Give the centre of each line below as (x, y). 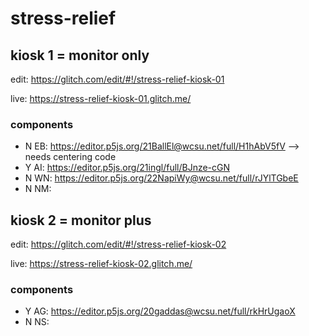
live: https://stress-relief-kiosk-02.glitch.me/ (101, 264)
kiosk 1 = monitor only (80, 55)
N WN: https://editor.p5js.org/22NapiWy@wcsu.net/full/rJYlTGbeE (161, 178)
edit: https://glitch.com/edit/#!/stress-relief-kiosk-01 (117, 79)
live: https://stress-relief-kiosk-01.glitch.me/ (101, 98)
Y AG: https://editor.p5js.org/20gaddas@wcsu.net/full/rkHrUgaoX (160, 311)
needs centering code (70, 157)
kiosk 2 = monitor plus (81, 220)
